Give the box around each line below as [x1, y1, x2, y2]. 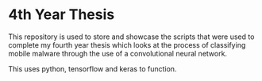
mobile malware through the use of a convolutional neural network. [8, 48, 228, 58]
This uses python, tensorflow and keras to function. [8, 64, 177, 73]
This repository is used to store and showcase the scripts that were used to [8, 32, 255, 41]
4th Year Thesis [8, 6, 115, 24]
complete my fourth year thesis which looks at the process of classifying [8, 40, 246, 49]
